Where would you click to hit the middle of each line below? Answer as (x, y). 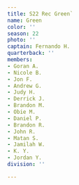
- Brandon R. (26, 125)
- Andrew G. (24, 86)
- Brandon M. (26, 106)
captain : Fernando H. (39, 46)
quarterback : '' (31, 53)
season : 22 (23, 33)
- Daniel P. (24, 118)
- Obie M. (22, 112)
